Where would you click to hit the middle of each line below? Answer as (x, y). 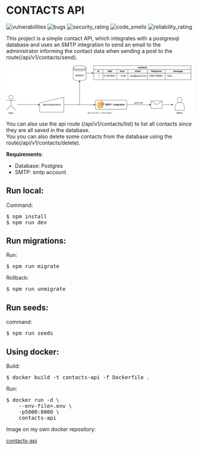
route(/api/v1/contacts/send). (42, 57)
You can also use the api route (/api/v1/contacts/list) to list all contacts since (99, 124)
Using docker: (33, 352)
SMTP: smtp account (40, 172)
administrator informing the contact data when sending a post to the (90, 51)
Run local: (25, 191)
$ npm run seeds (30, 333)
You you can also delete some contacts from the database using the (89, 136)
